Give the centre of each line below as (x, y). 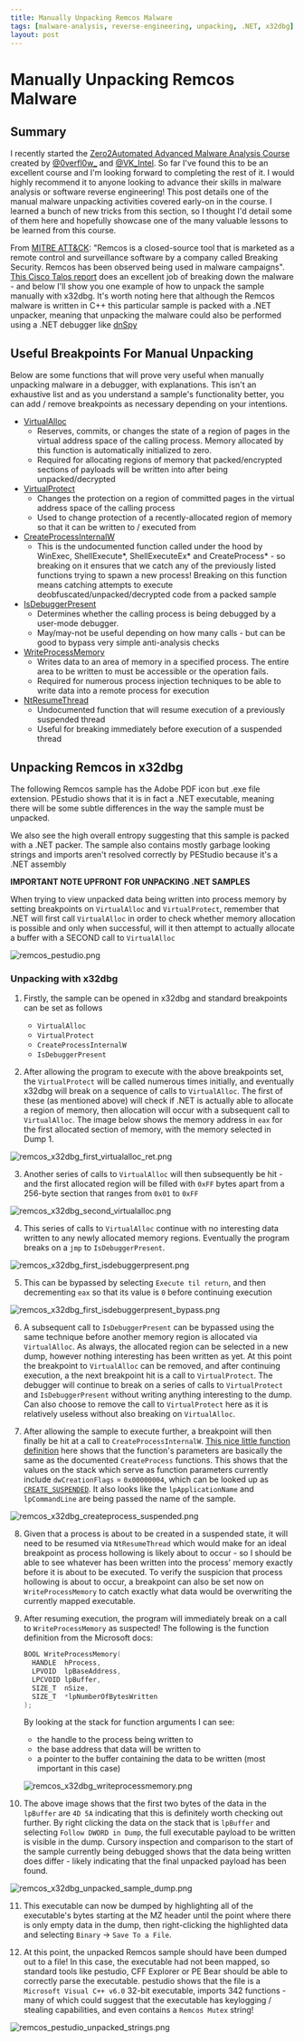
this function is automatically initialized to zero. (124, 451)
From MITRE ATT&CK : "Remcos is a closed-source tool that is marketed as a (152, 248)
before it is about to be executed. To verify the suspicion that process (153, 1572)
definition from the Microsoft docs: (88, 1638)
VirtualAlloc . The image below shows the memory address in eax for (153, 1120)
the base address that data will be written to (119, 1749)
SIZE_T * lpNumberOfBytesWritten (95, 1696)
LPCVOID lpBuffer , (66, 1679)
